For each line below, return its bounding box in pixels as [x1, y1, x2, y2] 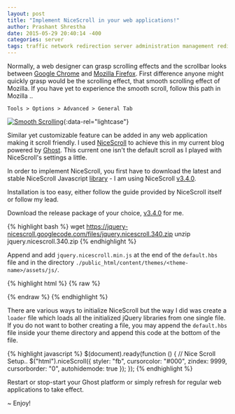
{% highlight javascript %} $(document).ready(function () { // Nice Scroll [7, 350, 216, 357]
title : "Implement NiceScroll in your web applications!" [7, 17, 180, 24]
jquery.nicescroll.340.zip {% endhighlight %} [7, 237, 137, 245]
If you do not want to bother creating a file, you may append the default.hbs [7, 321, 227, 329]
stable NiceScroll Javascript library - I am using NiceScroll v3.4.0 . [7, 174, 197, 183]
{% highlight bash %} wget [7, 222, 85, 231]
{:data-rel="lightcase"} [63, 117, 129, 126]
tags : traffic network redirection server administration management [7, 43, 215, 50]
